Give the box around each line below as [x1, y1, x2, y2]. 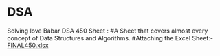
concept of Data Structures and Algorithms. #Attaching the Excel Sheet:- [7, 33, 213, 42]
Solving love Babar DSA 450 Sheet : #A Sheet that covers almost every [7, 27, 208, 35]
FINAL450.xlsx [7, 41, 49, 49]
